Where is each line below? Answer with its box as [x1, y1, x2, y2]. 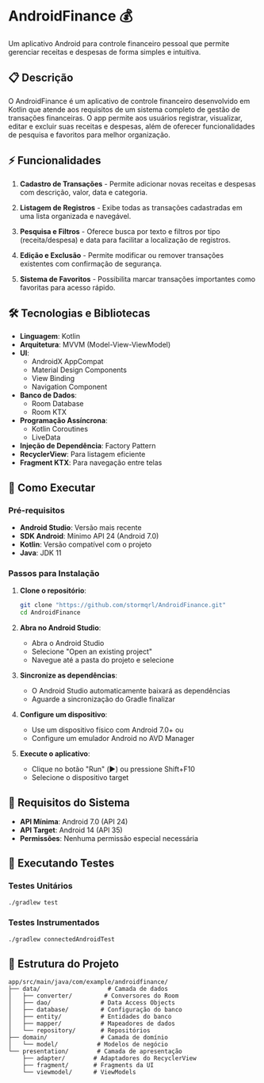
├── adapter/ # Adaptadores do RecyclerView [22, 1054, 197, 1062]
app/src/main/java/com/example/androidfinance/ [8, 978, 169, 986]
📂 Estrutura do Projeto [8, 958, 119, 971]
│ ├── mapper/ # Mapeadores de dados [8, 1020, 176, 1028]
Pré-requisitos [8, 505, 65, 516]
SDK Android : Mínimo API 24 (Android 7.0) [19, 532, 159, 541]
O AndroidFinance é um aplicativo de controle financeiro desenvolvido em [8, 96, 251, 106]
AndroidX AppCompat [31, 357, 104, 367]
